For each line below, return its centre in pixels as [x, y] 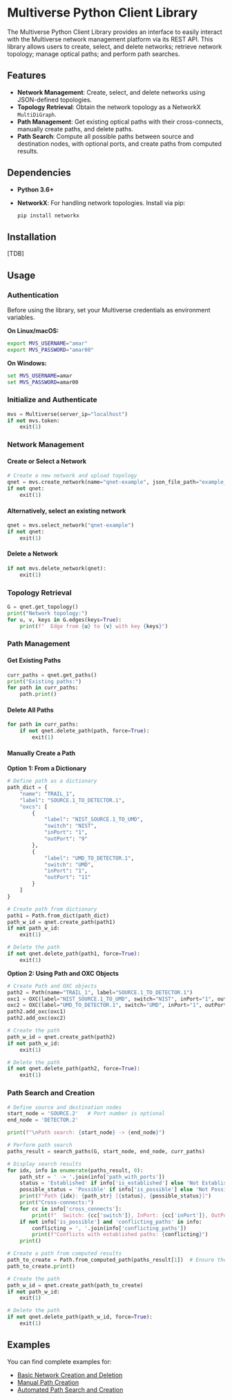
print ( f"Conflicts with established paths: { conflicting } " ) [120, 1235]
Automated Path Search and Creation [70, 1390]
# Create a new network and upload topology [72, 476]
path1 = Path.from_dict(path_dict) [58, 916]
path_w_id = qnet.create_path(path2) [61, 1037]
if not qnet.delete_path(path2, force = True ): [74, 1069]
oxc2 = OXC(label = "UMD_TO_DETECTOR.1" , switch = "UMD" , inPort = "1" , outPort [117, 1005]
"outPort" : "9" [66, 839]
